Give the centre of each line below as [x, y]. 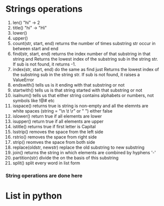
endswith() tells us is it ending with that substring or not [69, 85]
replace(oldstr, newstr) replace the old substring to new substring [78, 147]
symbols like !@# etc [34, 100]
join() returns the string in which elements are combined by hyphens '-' [84, 152]
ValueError [23, 80]
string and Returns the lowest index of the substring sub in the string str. [85, 59]
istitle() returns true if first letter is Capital [54, 126]
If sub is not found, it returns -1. [44, 64]
